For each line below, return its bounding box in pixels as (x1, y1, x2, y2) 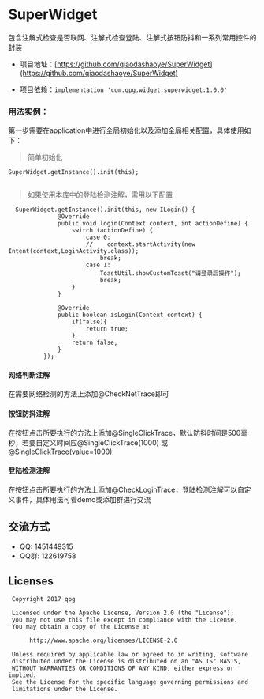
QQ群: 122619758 (19, 551, 76, 561)
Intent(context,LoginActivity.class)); (8, 247, 139, 255)
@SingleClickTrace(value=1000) (8, 447, 113, 456)
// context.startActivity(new (85, 240, 195, 248)
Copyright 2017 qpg (11, 595, 76, 603)
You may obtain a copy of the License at (11, 623, 150, 631)
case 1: (85, 261, 111, 270)
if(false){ (71, 318, 108, 326)
